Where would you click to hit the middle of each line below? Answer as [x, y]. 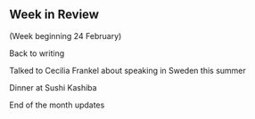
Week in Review [54, 15]
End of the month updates [57, 105]
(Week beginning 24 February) [66, 36]
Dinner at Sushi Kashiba [53, 87]
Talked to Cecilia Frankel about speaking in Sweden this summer [128, 70]
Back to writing [37, 53]
